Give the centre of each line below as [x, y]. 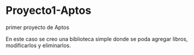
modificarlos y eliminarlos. [39, 45]
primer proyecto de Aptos [38, 27]
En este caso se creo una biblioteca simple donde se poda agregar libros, [97, 39]
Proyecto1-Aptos [48, 11]
